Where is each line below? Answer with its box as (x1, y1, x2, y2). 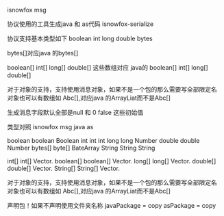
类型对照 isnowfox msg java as (7, 123, 94, 131)
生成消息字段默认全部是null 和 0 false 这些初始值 (7, 109, 144, 116)
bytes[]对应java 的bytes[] (7, 49, 79, 57)
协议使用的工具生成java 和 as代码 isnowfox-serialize (7, 20, 154, 28)
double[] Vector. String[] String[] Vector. (7, 164, 120, 172)
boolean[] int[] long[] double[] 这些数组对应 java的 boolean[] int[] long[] (7, 64, 209, 71)
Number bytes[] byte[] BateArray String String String (7, 144, 155, 152)
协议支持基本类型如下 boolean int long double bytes (7, 34, 153, 42)
